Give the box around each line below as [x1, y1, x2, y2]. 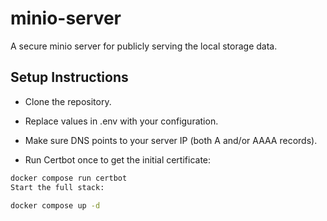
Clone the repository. [24, 95, 112, 107]
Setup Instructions [10, 69, 129, 86]
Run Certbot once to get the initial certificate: [24, 153, 212, 166]
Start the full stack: [10, 182, 105, 192]
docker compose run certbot [10, 173, 128, 183]
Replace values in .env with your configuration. [24, 115, 219, 127]
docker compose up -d [10, 200, 101, 211]
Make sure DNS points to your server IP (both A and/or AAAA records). [24, 134, 318, 146]
